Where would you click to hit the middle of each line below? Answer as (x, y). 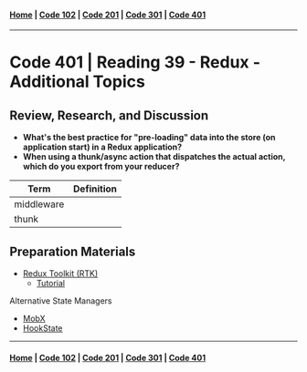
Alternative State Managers (61, 301)
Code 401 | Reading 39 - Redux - (135, 62)
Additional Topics (78, 82)
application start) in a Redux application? (102, 147)
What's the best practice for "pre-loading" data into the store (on (149, 138)
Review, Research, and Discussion (109, 115)
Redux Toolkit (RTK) (60, 274)
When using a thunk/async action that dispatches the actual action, (154, 157)
